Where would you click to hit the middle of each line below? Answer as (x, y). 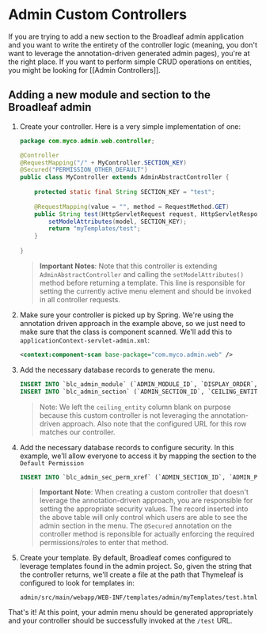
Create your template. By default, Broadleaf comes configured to (125, 558)
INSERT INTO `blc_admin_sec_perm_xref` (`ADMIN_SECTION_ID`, (123, 477)
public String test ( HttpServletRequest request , (116, 214)
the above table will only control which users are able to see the (143, 517)
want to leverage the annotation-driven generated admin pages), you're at (129, 53)
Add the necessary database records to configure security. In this (127, 447)
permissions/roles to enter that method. (104, 543)
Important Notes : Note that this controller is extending (128, 266)
